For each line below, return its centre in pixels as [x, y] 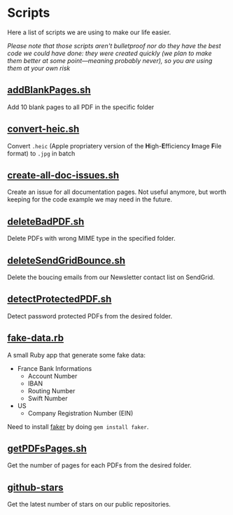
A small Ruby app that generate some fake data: [76, 355]
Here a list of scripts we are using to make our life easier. [89, 32]
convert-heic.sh [43, 129]
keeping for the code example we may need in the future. [90, 199]
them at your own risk [39, 68]
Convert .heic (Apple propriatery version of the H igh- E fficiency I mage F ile [114, 146]
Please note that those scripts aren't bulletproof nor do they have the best [114, 45]
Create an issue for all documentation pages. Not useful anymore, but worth [117, 192]
